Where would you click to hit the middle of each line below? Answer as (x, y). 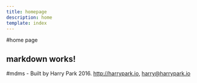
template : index (27, 23)
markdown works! (41, 59)
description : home (29, 17)
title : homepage (27, 12)
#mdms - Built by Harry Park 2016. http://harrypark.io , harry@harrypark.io (98, 73)
